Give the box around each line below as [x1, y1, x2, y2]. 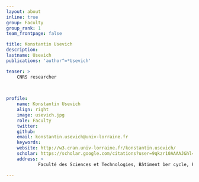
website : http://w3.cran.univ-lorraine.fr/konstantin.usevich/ [17, 145, 176, 151]
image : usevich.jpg [17, 112, 65, 118]
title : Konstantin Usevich [6, 41, 73, 47]
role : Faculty [17, 118, 52, 123]
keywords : [17, 139, 41, 145]
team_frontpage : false [6, 31, 62, 37]
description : [6, 47, 38, 53]
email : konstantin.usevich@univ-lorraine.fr [17, 134, 129, 140]
